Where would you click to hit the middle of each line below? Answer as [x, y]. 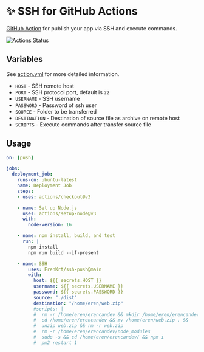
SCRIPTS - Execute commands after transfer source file [83, 124]
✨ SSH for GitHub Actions [72, 11]
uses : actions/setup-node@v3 [59, 213]
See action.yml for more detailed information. [63, 74]
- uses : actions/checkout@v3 [54, 197]
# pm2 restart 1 [55, 343]
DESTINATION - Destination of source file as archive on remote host [97, 118]
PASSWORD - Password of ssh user [56, 105]
